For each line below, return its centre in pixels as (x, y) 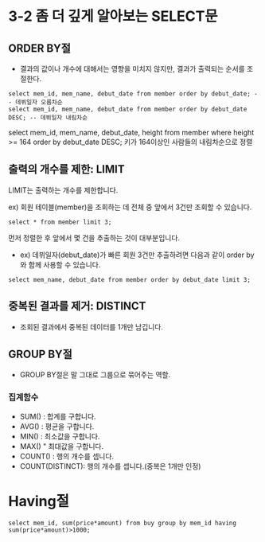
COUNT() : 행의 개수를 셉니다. (66, 456)
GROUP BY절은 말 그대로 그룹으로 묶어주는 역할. (95, 375)
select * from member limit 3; (60, 222)
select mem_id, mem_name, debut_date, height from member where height (131, 133)
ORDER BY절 (40, 48)
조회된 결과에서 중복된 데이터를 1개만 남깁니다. (91, 326)
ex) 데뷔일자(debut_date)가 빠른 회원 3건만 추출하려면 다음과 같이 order (132, 255)
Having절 (39, 501)
